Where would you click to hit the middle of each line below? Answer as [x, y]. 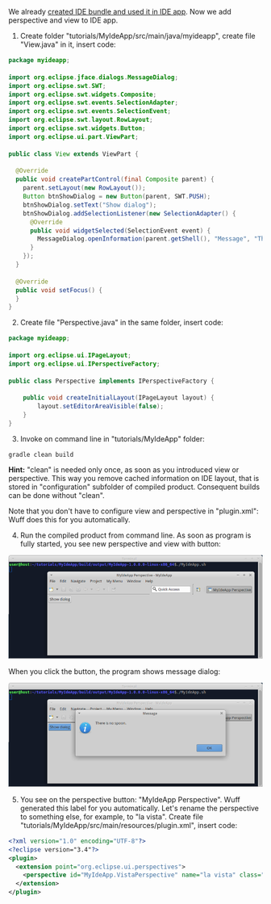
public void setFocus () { [59, 290]
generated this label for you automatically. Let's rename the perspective [140, 808]
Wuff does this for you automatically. [69, 519]
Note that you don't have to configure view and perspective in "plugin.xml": [134, 511]
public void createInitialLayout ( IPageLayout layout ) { [119, 398]
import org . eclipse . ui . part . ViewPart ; [73, 136]
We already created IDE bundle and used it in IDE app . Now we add [120, 12]
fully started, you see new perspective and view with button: [121, 543]
